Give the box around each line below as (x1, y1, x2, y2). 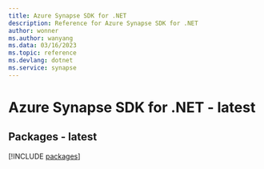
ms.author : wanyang (8, 34, 74, 42)
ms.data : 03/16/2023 (8, 42, 78, 50)
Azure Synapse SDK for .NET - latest (8, 98, 256, 116)
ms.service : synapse (8, 64, 78, 72)
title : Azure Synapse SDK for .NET (8, 11, 127, 20)
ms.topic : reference (8, 49, 78, 57)
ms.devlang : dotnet (8, 57, 74, 65)
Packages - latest (8, 130, 98, 144)
